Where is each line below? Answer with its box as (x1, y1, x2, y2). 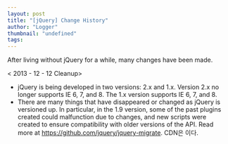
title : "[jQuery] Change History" (7, 17, 109, 24)
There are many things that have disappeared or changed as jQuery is (17, 98, 221, 106)
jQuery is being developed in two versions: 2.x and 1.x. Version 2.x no (17, 83, 220, 91)
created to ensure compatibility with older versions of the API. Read (17, 120, 214, 129)
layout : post (7, 10, 46, 18)
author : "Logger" (7, 23, 58, 30)
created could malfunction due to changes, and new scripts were (17, 113, 207, 122)
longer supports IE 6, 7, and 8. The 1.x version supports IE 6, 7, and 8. (17, 91, 217, 99)
